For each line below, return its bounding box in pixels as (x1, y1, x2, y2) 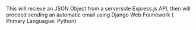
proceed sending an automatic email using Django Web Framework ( (6, 11, 174, 18)
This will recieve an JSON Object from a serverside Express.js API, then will (6, 5, 191, 12)
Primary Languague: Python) (6, 18, 77, 24)
